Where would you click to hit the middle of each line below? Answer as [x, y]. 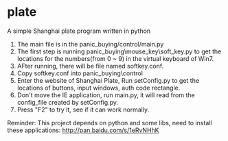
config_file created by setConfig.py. [68, 102]
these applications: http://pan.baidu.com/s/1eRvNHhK [83, 130]
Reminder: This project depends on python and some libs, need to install [110, 123]
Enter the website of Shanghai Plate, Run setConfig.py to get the [108, 80]
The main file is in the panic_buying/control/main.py [90, 44]
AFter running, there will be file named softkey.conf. [90, 66]
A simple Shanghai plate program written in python [79, 31]
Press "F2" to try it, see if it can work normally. [83, 110]
